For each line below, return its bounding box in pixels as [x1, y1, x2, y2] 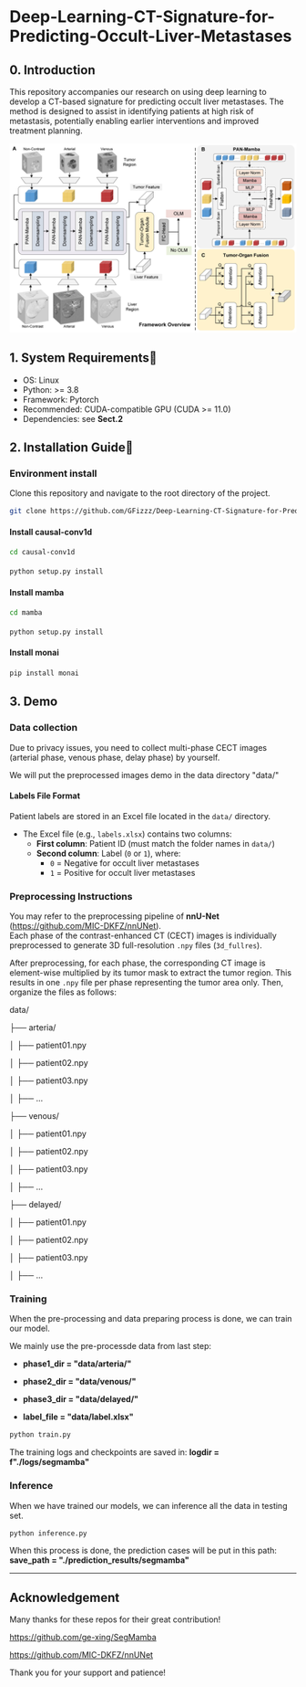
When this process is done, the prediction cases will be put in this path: [9, 1545, 278, 1556]
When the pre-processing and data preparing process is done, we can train [9, 1313, 293, 1324]
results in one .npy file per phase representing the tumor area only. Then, [9, 977, 284, 988]
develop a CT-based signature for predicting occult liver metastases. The [9, 96, 284, 107]
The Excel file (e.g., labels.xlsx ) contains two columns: [22, 828, 232, 839]
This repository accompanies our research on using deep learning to [9, 87, 267, 97]
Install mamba [9, 586, 65, 597]
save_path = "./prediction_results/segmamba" [9, 1555, 189, 1566]
